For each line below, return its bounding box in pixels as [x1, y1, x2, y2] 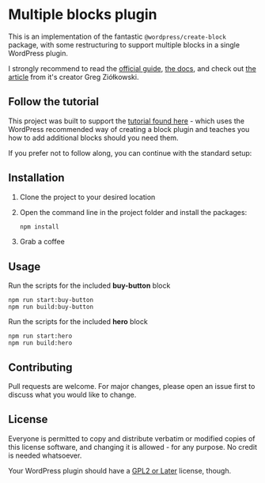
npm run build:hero [8, 339, 73, 347]
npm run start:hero [8, 332, 73, 341]
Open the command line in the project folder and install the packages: [19, 207, 248, 217]
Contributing [8, 360, 73, 374]
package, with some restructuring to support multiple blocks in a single [8, 40, 240, 49]
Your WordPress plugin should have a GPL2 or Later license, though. [8, 466, 232, 475]
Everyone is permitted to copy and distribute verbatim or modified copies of [8, 433, 256, 443]
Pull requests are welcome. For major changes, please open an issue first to [8, 382, 256, 391]
